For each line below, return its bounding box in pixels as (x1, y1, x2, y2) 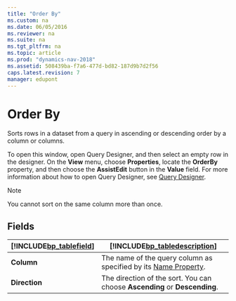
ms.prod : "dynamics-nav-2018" (7, 56, 96, 63)
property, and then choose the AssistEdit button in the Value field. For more (7, 165, 228, 174)
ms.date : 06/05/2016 (7, 23, 68, 30)
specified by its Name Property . (101, 262, 206, 271)
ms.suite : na (7, 37, 46, 44)
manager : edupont (7, 75, 58, 83)
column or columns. (7, 136, 65, 145)
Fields (7, 220, 35, 232)
